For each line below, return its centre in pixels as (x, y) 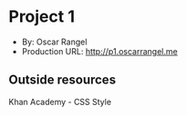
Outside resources (62, 80)
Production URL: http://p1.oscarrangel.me (100, 51)
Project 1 (42, 17)
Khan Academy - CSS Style (60, 101)
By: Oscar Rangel (54, 42)
